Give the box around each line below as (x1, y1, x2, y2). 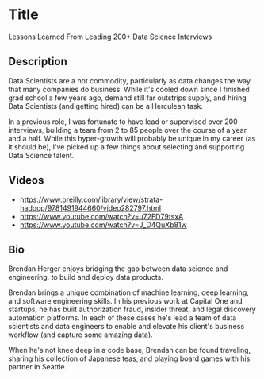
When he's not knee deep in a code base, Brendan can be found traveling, (8, 346, 251, 355)
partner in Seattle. (8, 362, 67, 372)
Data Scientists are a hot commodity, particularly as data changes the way (8, 75, 251, 85)
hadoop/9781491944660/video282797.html (19, 203, 161, 212)
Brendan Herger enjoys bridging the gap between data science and (8, 264, 228, 273)
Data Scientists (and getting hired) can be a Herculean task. (8, 101, 204, 110)
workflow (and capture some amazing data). (8, 330, 153, 339)
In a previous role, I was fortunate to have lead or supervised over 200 (8, 117, 238, 126)
